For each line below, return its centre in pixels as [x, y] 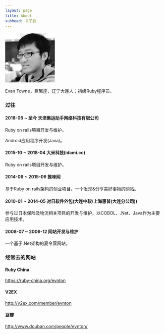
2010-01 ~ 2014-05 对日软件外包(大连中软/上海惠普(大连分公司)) [71, 201]
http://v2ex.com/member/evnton [38, 303]
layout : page [19, 10]
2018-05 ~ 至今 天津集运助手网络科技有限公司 [52, 118]
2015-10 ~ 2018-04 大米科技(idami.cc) [45, 153]
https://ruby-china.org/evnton [35, 280]
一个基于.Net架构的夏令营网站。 [38, 243]
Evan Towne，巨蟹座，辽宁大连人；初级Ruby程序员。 [60, 91]
